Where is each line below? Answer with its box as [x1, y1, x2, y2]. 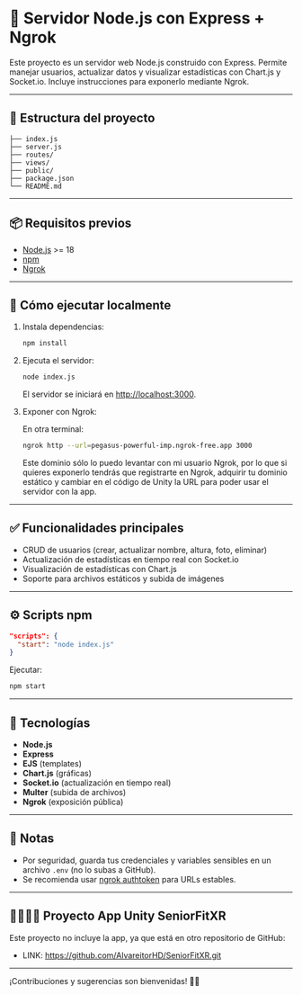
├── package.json [9, 174, 75, 183]
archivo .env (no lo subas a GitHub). [22, 864, 156, 875]
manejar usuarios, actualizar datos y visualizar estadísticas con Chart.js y [9, 67, 281, 77]
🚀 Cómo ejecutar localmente [9, 297, 172, 313]
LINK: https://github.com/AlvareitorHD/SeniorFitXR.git [22, 949, 222, 961]
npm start [9, 682, 47, 691]
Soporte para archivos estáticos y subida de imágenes [22, 573, 225, 584]
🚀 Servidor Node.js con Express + [9, 8, 265, 29]
